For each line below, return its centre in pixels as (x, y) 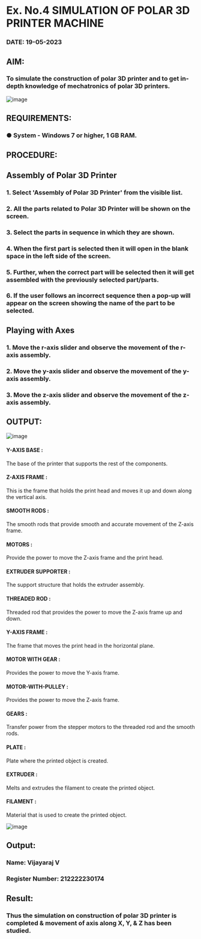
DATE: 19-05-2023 (34, 42)
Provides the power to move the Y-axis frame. (63, 673)
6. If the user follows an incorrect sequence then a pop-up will (98, 296)
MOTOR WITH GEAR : (33, 659)
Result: (20, 898)
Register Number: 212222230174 (55, 879)
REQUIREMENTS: (39, 118)
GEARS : (17, 713)
